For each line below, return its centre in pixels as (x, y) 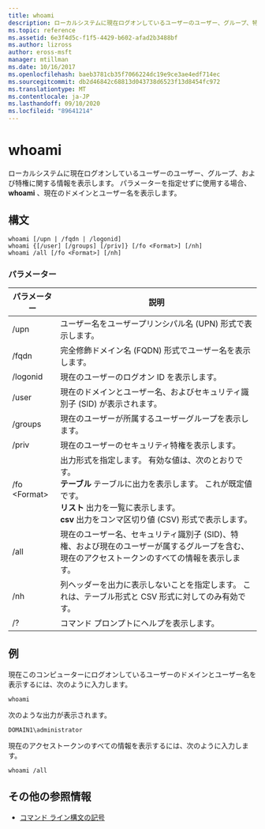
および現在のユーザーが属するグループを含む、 (163, 547)
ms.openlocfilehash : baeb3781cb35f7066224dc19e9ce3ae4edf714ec (114, 74)
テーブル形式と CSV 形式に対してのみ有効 (161, 596)
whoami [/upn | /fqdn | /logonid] (65, 239)
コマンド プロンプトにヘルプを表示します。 (140, 623)
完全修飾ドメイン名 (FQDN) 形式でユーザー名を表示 (155, 350)
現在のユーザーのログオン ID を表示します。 (141, 377)
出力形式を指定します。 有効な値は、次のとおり (148, 460)
